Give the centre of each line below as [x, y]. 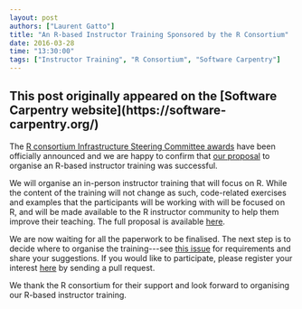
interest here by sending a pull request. [82, 267]
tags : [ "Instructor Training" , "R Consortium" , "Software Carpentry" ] [145, 60]
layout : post [34, 18]
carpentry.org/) [54, 124]
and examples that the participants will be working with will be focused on [147, 202]
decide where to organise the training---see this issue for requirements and [150, 248]
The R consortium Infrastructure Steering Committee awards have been [142, 146]
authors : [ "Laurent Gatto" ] [62, 26]
